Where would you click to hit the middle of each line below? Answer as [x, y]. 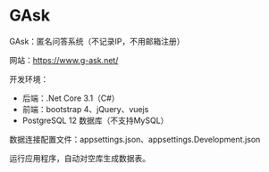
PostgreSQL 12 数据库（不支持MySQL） [95, 120]
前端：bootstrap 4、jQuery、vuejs [85, 109]
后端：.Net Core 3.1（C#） [71, 98]
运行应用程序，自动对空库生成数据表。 [80, 158]
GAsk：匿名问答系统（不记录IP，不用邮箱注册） [97, 41]
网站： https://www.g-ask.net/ [64, 60]
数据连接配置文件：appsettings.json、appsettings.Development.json [135, 139]
